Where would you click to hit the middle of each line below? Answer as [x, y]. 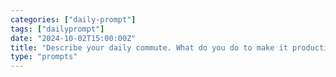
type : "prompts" [44, 57]
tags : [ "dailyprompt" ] [57, 29]
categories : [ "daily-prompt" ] [73, 19]
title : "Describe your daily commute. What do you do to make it [149, 47]
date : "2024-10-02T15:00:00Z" [73, 38]
